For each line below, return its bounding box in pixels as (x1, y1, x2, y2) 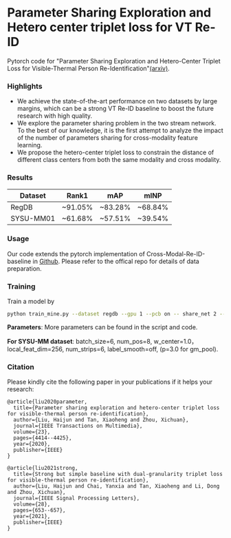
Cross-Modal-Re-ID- (146, 249, 206, 258)
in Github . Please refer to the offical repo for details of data (32, 257, 199, 265)
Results (7, 173, 33, 183)
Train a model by (7, 298, 55, 306)
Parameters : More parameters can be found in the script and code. (7, 323, 198, 331)
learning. (16, 141, 43, 149)
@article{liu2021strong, (7, 465, 78, 472)
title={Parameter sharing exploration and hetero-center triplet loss (13, 404, 220, 411)
